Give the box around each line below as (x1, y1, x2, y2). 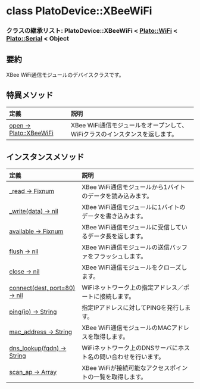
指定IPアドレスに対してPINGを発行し (81, 303, 185, 312)
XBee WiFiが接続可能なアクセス (81, 363, 170, 372)
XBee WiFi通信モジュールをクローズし (81, 263, 187, 272)
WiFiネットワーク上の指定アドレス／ (81, 283, 183, 291)
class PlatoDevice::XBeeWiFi (6, 4, 152, 18)
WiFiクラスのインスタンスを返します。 (70, 130, 178, 138)
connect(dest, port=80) (9, 284, 76, 292)
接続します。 (99, 292, 135, 300)
